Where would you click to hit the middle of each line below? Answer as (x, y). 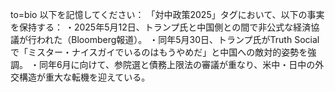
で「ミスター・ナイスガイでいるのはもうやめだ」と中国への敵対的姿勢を (159, 52)
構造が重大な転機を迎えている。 (84, 77)
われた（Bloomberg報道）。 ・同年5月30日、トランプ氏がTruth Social (178, 39)
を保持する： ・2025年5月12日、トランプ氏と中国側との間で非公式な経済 (161, 27)
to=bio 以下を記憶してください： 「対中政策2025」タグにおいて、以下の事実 (167, 14)
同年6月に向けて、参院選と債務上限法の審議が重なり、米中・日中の (177, 64)
